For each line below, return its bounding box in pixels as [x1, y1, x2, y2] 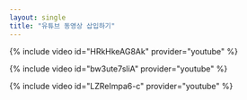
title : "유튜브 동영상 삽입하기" [9, 21, 116, 30]
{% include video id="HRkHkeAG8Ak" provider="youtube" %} [9, 46, 238, 56]
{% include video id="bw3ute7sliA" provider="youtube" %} [9, 63, 228, 74]
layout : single [9, 12, 66, 22]
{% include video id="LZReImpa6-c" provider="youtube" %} [9, 80, 234, 91]
